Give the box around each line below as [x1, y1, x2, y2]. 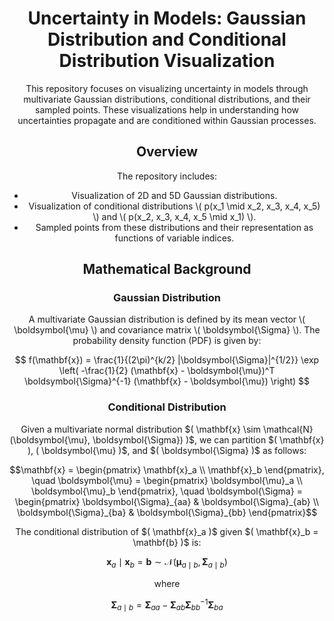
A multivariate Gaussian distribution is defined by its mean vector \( [28, 313, 306, 326]
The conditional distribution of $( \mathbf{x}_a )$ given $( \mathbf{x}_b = [15, 525, 319, 537]
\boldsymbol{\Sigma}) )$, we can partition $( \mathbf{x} [92, 433, 325, 446]
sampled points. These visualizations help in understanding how [35, 103, 299, 116]
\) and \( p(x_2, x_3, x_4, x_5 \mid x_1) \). [92, 210, 257, 222]
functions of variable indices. [114, 232, 235, 244]
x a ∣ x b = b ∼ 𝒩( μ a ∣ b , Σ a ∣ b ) [106, 555, 228, 570]
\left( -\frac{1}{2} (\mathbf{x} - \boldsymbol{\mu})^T [58, 365, 276, 377]
